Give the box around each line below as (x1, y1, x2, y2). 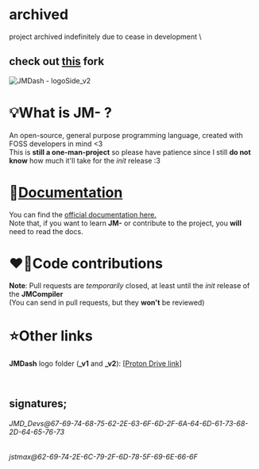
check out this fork (9, 55, 105, 68)
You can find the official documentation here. (9, 210, 157, 219)
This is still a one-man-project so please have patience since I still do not (9, 147, 251, 156)
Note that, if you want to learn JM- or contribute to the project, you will (9, 218, 242, 228)
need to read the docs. (9, 226, 83, 236)
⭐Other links (9, 327, 94, 344)
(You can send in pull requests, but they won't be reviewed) (9, 298, 205, 307)
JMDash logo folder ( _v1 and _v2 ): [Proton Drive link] (9, 359, 182, 368)
